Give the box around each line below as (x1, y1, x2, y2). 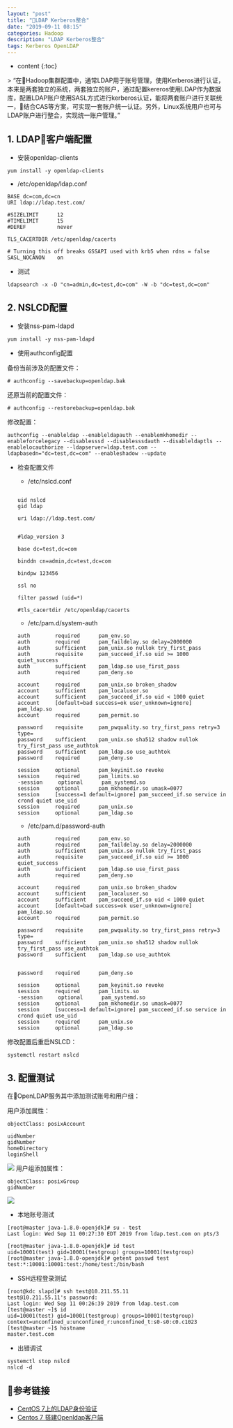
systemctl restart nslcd (7, 1051, 79, 1058)
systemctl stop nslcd (7, 1358, 70, 1365)
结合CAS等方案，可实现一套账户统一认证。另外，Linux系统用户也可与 (23, 103, 223, 110)
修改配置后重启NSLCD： (7, 1037, 77, 1046)
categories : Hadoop (7, 29, 64, 37)
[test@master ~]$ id (7, 1307, 67, 1314)
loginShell (7, 1151, 39, 1159)
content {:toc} (17, 62, 58, 70)
